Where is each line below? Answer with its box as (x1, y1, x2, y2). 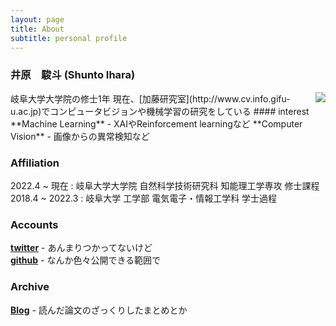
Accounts (10, 217, 59, 231)
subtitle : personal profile (10, 33, 128, 43)
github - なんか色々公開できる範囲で (10, 254, 162, 266)
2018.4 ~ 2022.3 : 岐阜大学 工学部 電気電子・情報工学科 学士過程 (10, 192, 278, 204)
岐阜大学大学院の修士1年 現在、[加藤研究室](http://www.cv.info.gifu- (10, 92, 291, 105)
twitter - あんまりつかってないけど (10, 242, 153, 254)
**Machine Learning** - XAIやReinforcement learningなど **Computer (10, 117, 303, 130)
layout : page (10, 14, 65, 25)
